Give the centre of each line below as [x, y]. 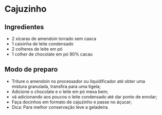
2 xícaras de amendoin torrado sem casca [54, 38]
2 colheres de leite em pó [37, 49]
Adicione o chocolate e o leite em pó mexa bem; [60, 92]
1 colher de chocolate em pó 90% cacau [52, 54]
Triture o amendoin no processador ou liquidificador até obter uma [78, 81]
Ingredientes [24, 27]
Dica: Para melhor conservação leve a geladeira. [60, 107]
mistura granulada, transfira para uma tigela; [56, 86]
